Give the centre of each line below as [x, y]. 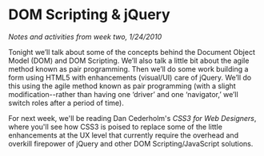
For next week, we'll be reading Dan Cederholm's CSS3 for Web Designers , [132, 118]
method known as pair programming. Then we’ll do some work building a [128, 68]
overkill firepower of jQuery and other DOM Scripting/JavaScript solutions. [131, 143]
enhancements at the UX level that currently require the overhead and [123, 135]
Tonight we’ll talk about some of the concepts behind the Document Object [132, 52]
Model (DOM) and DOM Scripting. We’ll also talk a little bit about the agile [129, 60]
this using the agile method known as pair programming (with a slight [122, 86]
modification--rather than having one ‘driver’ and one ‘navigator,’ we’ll [123, 94]
